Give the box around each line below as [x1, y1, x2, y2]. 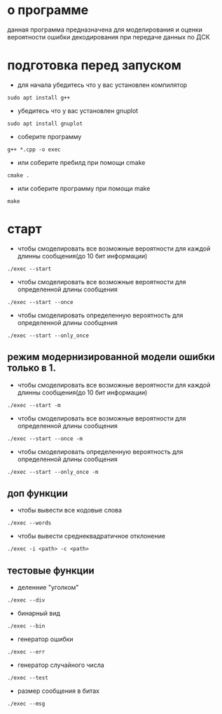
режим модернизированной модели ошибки [7, 351, 215, 363]
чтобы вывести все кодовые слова [17, 506, 123, 515]
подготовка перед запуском [7, 58, 182, 74]
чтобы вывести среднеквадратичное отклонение [17, 532, 166, 541]
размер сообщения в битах [17, 687, 100, 695]
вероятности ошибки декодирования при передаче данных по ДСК [7, 32, 210, 41]
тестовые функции [7, 564, 95, 576]
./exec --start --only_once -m [7, 468, 99, 475]
